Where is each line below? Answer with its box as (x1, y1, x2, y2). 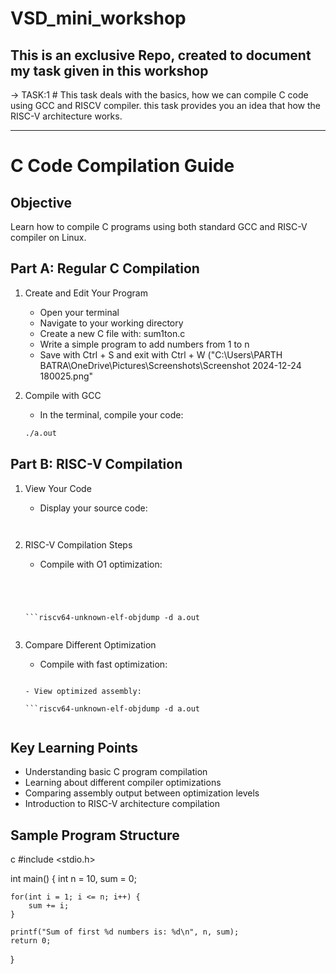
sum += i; (28, 901, 70, 911)
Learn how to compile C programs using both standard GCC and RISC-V (10, 221, 308, 232)
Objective (10, 194, 73, 211)
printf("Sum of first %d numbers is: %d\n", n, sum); (10, 927, 240, 937)
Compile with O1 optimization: (39, 558, 163, 570)
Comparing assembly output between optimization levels (24, 787, 260, 799)
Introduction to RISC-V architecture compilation (24, 798, 221, 810)
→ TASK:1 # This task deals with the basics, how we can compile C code (10, 89, 309, 101)
